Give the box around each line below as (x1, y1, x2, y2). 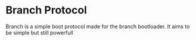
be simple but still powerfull (5, 29, 74, 36)
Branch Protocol (5, 4, 88, 17)
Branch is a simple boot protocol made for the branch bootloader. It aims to (5, 23, 190, 30)
